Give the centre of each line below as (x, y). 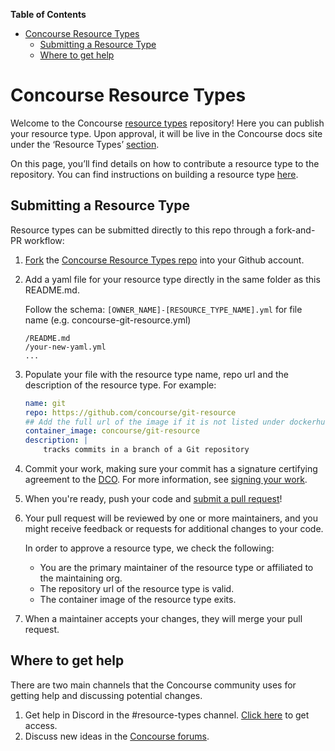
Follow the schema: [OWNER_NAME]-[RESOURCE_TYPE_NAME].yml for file (163, 309)
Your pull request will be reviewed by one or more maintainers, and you (171, 518)
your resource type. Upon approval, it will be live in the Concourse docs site (166, 133)
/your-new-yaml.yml (65, 347)
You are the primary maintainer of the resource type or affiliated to (176, 567)
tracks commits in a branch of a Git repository (146, 450)
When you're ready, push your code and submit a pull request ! (153, 498)
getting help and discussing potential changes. (106, 695)
